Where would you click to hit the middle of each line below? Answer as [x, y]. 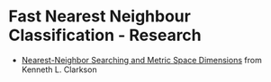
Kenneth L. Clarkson [59, 70]
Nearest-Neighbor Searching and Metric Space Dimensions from [141, 60]
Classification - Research [105, 35]
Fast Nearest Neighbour [99, 16]
